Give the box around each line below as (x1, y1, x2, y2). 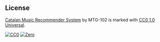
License (5, 4, 30, 12)
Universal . (5, 22, 26, 28)
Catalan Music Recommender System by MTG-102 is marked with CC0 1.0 (5, 17, 155, 22)
